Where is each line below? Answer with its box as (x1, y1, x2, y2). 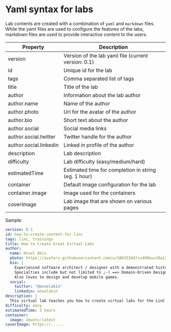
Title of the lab (63, 83, 98, 90)
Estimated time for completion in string (63, 166, 156, 173)
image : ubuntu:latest (10, 317, 56, 322)
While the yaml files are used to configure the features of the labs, (5, 26, 144, 32)
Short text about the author (63, 116, 128, 124)
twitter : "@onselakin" (14, 284, 63, 289)
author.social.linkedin (8, 141, 59, 149)
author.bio (8, 116, 33, 124)
